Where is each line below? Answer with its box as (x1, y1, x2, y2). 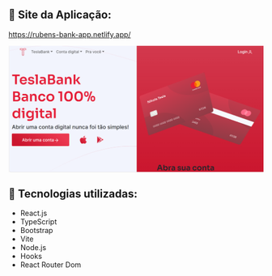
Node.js (19, 243, 47, 253)
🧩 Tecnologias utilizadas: (8, 187, 138, 201)
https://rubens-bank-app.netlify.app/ (8, 29, 131, 39)
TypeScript (19, 217, 57, 227)
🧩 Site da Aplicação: (8, 8, 112, 22)
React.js (19, 208, 48, 219)
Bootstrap (19, 226, 53, 236)
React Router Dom (19, 260, 82, 270)
